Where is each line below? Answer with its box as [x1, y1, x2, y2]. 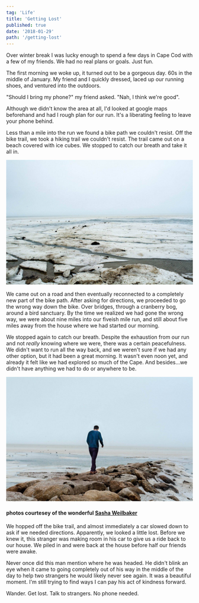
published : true [6, 22, 46, 28]
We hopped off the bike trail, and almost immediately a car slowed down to [6, 522, 188, 529]
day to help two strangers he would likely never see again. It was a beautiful [6, 572, 191, 579]
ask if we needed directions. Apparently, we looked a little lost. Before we [6, 529, 185, 536]
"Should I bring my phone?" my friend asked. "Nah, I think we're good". [6, 94, 180, 101]
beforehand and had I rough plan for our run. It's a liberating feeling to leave [6, 112, 191, 119]
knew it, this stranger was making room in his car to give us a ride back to [6, 535, 186, 542]
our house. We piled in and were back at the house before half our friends [6, 541, 187, 548]
